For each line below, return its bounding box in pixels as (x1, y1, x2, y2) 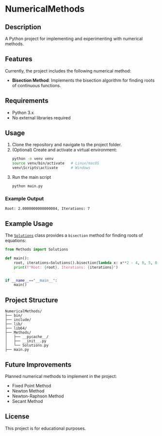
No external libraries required (12, 114, 71, 120)
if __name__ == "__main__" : (5, 278, 57, 283)
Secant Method (12, 398, 43, 404)
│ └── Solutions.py (5, 343, 49, 348)
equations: (5, 238, 26, 244)
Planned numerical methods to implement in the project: (5, 373, 117, 379)
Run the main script (12, 174, 51, 180)
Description (5, 23, 41, 31)
